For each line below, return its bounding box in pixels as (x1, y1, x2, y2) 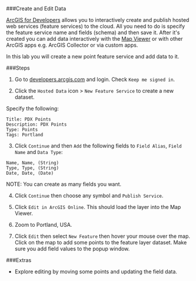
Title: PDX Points (6, 116, 51, 122)
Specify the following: (6, 105, 59, 112)
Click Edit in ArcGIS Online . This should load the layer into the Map (14, 204, 181, 210)
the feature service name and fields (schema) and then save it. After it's (6, 29, 180, 36)
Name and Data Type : (14, 149, 63, 155)
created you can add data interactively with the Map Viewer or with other (6, 35, 184, 42)
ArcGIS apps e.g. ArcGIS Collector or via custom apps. (6, 41, 138, 48)
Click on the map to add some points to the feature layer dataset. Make (14, 239, 187, 246)
